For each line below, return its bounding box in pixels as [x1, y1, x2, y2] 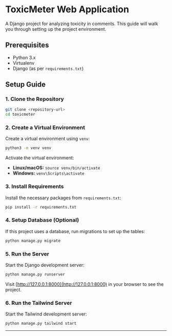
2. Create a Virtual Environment [5, 124, 85, 131]
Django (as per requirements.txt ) [12, 65, 84, 71]
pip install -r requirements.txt [5, 204, 77, 209]
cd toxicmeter [5, 112, 36, 117]
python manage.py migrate [5, 238, 60, 243]
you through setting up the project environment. [5, 26, 106, 32]
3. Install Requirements [5, 183, 64, 190]
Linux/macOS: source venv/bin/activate [12, 165, 101, 171]
